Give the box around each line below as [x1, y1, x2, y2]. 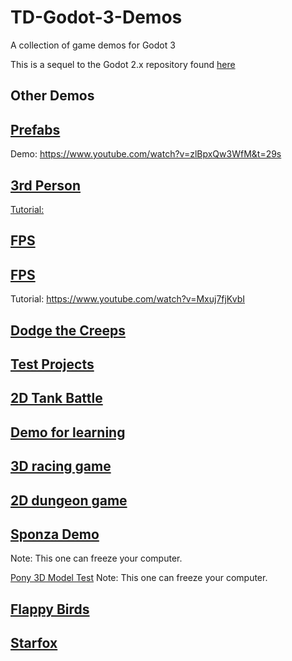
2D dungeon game [10, 492, 128, 509]
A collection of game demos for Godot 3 [10, 39, 176, 51]
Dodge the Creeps [10, 322, 126, 339]
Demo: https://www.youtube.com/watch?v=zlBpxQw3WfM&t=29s [10, 148, 282, 160]
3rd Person [10, 177, 82, 194]
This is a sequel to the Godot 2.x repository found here [10, 58, 236, 70]
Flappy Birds [10, 601, 90, 618]
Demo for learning [10, 424, 126, 441]
